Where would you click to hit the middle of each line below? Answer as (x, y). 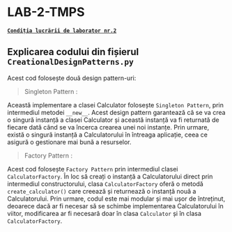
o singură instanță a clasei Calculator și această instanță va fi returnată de (113, 120)
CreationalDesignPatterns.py (71, 62)
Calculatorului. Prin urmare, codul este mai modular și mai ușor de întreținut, (116, 199)
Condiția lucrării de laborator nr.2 (62, 31)
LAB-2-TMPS (46, 12)
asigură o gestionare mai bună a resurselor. (69, 142)
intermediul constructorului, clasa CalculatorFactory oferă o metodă (105, 184)
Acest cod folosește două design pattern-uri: (72, 78)
